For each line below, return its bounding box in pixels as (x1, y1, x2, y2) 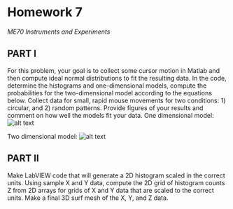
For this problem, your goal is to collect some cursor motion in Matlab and (7, 66, 220, 74)
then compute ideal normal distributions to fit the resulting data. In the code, (7, 74, 227, 82)
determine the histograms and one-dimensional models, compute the (7, 81, 207, 90)
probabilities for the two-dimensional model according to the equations (7, 88, 212, 97)
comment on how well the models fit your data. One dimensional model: (7, 111, 215, 119)
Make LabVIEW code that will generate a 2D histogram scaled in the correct (7, 171, 225, 180)
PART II (7, 152, 40, 165)
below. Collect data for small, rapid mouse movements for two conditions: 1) (7, 96, 226, 104)
